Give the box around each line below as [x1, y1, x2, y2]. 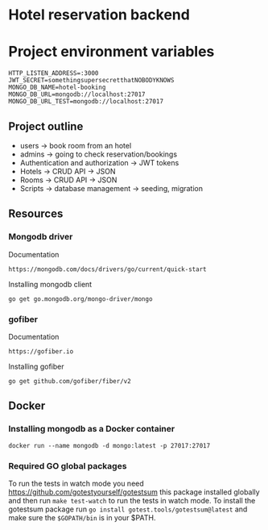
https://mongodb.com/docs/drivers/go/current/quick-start [8, 265, 207, 273]
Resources [8, 207, 64, 221]
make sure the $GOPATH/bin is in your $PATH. [8, 512, 156, 522]
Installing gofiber [8, 361, 64, 371]
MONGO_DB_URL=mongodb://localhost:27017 [8, 90, 146, 98]
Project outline [8, 119, 84, 133]
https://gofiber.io [8, 347, 74, 356]
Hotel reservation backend [8, 6, 191, 24]
